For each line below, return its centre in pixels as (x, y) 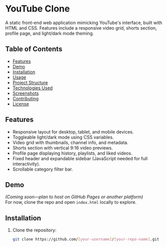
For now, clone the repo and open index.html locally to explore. (71, 202)
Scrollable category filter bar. (43, 169)
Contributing (25, 98)
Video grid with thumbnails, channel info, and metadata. (70, 142)
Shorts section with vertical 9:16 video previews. (63, 148)
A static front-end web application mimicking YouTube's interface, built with (84, 23)
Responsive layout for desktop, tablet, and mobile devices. (73, 132)
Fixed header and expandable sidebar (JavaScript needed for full (80, 158)
